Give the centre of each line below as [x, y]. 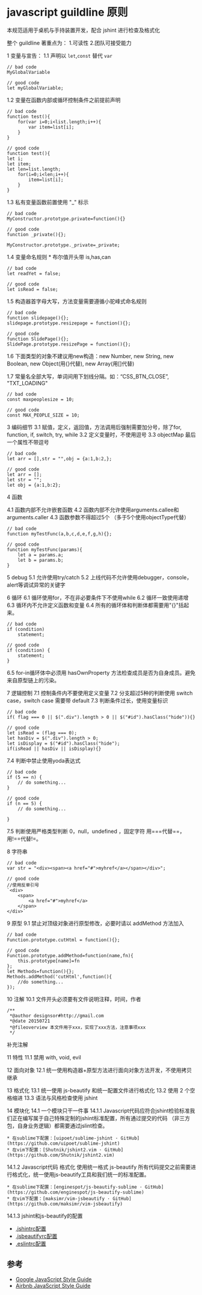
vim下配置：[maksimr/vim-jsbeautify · [63, 1199]
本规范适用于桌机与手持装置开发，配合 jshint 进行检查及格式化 [84, 30]
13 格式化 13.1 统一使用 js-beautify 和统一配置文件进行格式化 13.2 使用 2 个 [98, 1090]
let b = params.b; [41, 560]
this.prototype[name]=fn [49, 961]
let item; [19, 164]
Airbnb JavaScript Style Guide [53, 1285]
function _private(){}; [37, 234]
